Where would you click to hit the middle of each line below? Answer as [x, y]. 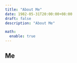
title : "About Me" [23, 9]
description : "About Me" [30, 23]
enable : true [23, 36]
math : [10, 32]
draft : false [18, 18]
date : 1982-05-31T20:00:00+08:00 [39, 14]
